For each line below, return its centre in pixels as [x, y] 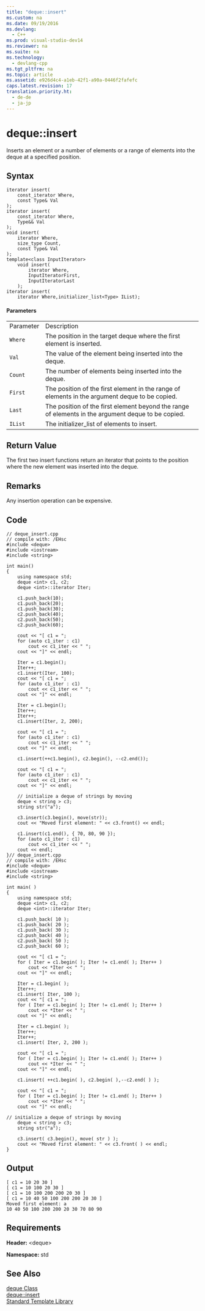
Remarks [24, 486]
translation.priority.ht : [39, 92]
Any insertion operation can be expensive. [59, 501]
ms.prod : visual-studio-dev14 [45, 40]
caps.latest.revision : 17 [39, 86]
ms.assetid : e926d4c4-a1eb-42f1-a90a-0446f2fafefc [72, 80]
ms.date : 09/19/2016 [33, 23]
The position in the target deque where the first [113, 336]
